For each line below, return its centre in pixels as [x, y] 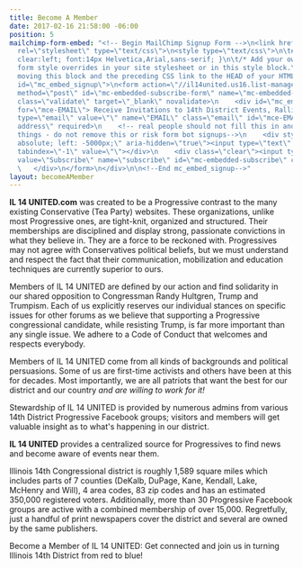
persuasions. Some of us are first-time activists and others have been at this [151, 371]
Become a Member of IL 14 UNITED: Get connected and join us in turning [145, 546]
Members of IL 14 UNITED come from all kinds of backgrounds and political [149, 362]
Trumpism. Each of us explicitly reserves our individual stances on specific [147, 306]
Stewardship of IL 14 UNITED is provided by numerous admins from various [149, 408]
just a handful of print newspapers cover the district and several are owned [148, 519]
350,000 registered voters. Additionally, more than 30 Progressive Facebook [151, 500]
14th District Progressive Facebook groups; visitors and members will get [145, 417]
